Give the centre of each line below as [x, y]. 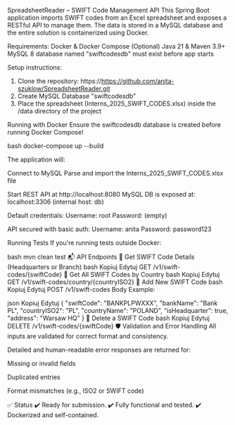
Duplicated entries [34, 377]
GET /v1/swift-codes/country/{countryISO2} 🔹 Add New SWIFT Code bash [115, 282]
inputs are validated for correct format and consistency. [88, 336]
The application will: [36, 159]
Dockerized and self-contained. [53, 415]
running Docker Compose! [45, 132]
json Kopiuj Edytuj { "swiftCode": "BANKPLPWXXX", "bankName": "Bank [113, 303]
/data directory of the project [59, 111]
